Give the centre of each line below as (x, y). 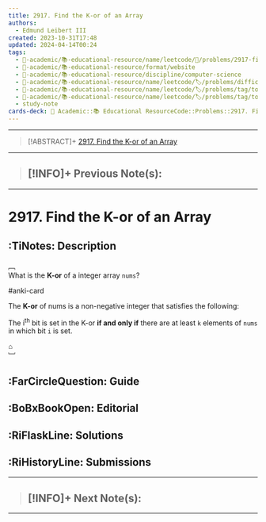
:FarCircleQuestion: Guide (74, 381)
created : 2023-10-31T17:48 (53, 38)
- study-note (37, 104)
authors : (23, 23)
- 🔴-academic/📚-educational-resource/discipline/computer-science (128, 75)
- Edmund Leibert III (51, 30)
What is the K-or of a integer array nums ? (74, 275)
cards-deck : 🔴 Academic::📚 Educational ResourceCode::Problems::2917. (128, 112)
